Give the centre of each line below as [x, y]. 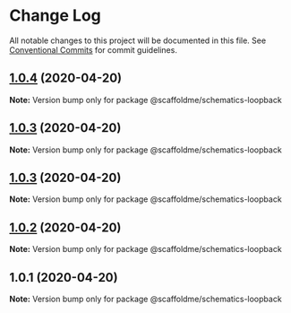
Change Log [55, 16]
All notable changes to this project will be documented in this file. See [138, 40]
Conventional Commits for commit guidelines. [93, 49]
